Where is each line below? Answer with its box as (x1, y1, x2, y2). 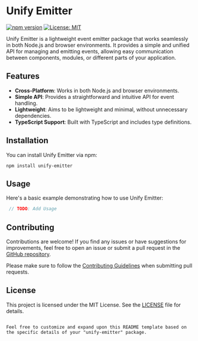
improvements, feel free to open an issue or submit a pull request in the (6, 245, 181, 252)
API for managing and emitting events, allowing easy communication (6, 47, 174, 54)
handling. (14, 99, 38, 107)
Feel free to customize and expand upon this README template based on (6, 324, 187, 330)
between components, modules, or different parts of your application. (6, 54, 177, 61)
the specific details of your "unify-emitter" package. (6, 329, 147, 335)
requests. (6, 268, 30, 276)
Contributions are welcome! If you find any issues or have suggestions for (6, 238, 187, 245)
